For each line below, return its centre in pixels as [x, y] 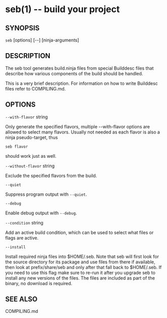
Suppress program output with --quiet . [46, 194]
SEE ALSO [21, 299]
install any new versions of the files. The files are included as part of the [80, 278]
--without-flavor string [30, 166]
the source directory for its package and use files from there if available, [80, 262]
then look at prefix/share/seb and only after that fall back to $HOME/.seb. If [83, 267]
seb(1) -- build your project [63, 9]
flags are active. [22, 238]
